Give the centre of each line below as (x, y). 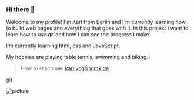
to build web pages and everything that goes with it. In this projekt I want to (97, 28)
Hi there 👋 (21, 9)
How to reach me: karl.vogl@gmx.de (65, 68)
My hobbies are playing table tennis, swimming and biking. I (78, 57)
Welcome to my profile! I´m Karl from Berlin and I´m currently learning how (96, 22)
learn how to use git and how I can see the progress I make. (78, 35)
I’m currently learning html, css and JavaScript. (63, 46)
